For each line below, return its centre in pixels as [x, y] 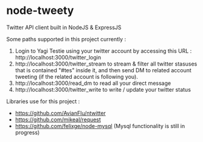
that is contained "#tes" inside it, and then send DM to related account [103, 70]
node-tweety [40, 11]
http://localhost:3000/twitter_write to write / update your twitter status [103, 89]
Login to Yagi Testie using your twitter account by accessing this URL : [103, 51]
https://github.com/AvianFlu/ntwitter [60, 113]
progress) [27, 132]
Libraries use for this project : [43, 101]
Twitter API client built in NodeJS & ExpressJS [64, 27]
